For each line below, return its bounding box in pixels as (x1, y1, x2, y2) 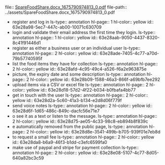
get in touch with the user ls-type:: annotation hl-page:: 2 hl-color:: (12, 92, 148, 98)
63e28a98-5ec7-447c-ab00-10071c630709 (12, 24, 102, 30)
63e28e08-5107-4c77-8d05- (99, 150, 159, 156)
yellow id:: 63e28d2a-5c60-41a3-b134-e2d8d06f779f (12, 98, 122, 103)
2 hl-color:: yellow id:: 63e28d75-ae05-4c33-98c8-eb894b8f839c (12, 118, 149, 124)
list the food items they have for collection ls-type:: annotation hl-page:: (12, 61, 158, 66)
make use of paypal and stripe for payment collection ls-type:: (12, 145, 139, 150)
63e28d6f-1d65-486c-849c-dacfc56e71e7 (12, 108, 100, 114)
